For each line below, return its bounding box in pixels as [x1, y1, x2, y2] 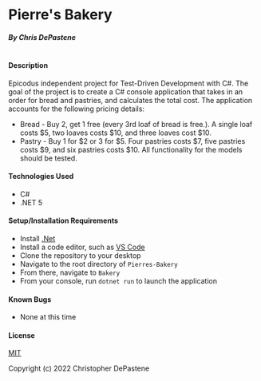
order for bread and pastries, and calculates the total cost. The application [8, 95, 253, 105]
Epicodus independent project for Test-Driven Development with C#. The [8, 78, 249, 88]
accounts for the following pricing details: [8, 104, 145, 113]
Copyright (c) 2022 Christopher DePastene [8, 363, 150, 373]
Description [8, 60, 49, 69]
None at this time [19, 312, 77, 322]
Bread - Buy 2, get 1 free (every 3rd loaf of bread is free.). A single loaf [19, 119, 253, 129]
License [8, 330, 36, 340]
